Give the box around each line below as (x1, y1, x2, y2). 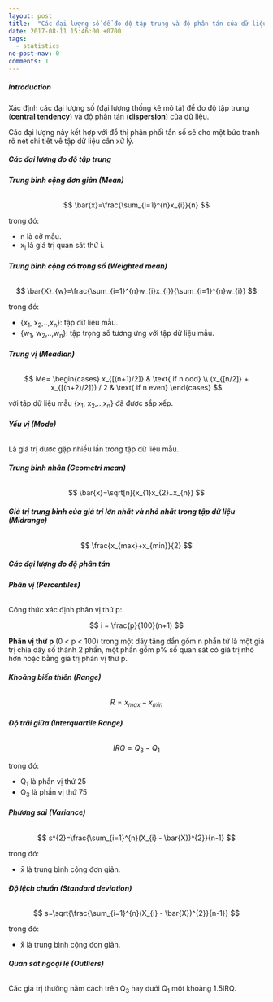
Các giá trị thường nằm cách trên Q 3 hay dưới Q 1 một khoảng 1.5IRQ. (8, 983, 237, 995)
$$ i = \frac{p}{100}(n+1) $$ (89, 621, 184, 630)
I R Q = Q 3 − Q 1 (113, 743, 160, 755)
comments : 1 (8, 58, 49, 66)
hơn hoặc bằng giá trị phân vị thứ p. (8, 654, 128, 664)
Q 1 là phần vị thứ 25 (19, 777, 87, 788)
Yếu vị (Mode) (8, 419, 57, 429)
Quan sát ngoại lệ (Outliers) (8, 958, 104, 968)
